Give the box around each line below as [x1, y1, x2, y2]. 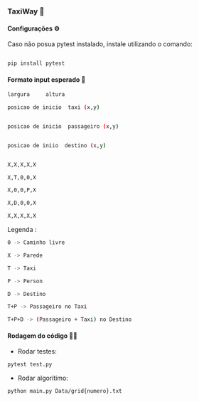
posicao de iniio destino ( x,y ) [7, 142, 107, 149]
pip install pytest [7, 60, 65, 67]
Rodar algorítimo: [17, 374, 69, 383]
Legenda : [7, 226, 37, 234]
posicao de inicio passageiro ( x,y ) [7, 122, 119, 130]
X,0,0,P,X [7, 186, 37, 194]
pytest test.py [7, 361, 53, 369]
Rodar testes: [17, 347, 57, 356]
